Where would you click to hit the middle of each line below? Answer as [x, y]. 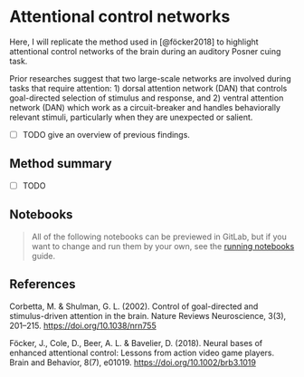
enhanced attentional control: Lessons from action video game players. [142, 353]
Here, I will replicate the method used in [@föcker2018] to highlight [134, 42]
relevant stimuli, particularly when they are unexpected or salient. [131, 117]
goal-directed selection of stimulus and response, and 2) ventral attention [147, 98]
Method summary [61, 164]
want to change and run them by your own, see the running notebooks [163, 246]
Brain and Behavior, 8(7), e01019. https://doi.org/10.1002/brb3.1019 [133, 362]
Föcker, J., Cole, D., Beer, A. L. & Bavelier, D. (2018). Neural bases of [136, 343]
